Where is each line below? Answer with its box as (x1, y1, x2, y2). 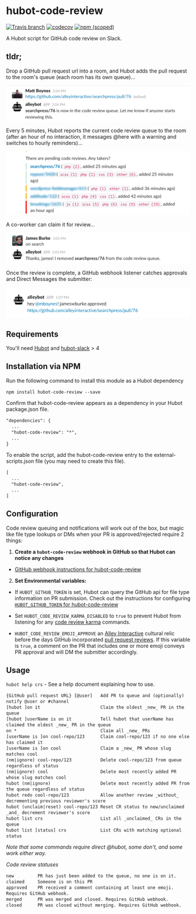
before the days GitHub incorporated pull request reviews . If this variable (14, 636, 191, 643)
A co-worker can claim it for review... (6, 221, 95, 228)
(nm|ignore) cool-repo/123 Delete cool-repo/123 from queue (6, 757, 182, 763)
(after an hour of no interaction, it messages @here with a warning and (6, 133, 177, 140)
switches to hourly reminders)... (6, 139, 83, 147)
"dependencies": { (6, 417, 51, 424)
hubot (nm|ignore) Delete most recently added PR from (6, 781, 190, 786)
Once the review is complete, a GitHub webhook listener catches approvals (6, 269, 187, 276)
